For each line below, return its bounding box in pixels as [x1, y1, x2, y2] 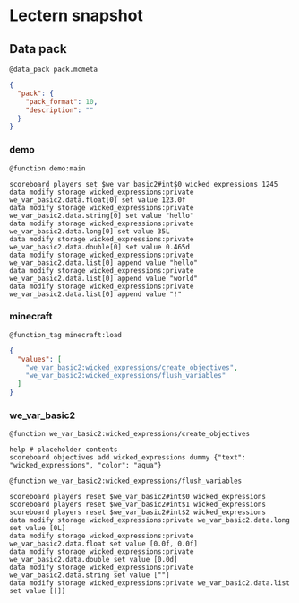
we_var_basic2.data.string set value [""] [9, 571, 170, 580]
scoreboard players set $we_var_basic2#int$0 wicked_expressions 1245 [9, 179, 278, 188]
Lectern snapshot [9, 5, 143, 26]
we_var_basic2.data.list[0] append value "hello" [9, 258, 199, 267]
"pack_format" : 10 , [25, 97, 98, 106]
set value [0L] [9, 524, 66, 533]
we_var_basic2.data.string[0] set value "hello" [9, 211, 194, 220]
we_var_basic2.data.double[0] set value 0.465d [9, 242, 191, 251]
